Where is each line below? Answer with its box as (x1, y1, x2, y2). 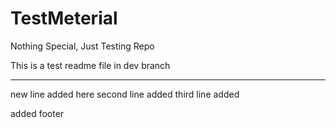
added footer (10, 107, 65, 119)
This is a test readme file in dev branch (10, 59, 171, 71)
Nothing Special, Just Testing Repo (10, 40, 155, 52)
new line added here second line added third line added (10, 88, 240, 100)
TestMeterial (10, 7, 118, 30)
